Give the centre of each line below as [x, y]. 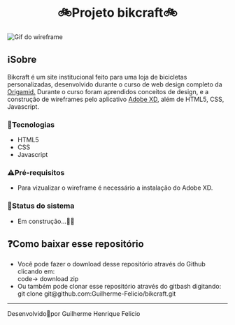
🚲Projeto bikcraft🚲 [117, 13]
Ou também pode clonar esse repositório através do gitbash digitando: [119, 287]
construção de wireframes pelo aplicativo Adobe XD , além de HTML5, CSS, [116, 99]
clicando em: [36, 271]
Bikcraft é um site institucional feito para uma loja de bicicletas [97, 77]
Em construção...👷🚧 [46, 221]
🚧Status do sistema [41, 206]
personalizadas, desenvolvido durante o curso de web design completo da [115, 84]
